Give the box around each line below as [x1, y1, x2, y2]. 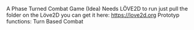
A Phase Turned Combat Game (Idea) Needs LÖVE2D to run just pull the [6, 5, 188, 12]
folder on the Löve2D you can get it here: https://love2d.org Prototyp [6, 11, 180, 19]
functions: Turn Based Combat [6, 18, 84, 25]
